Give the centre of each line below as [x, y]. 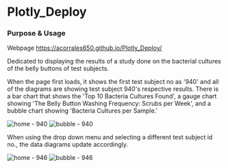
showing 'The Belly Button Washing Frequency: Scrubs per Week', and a [109, 104]
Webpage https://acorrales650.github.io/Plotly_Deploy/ [85, 48]
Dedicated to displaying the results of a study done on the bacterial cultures [114, 61]
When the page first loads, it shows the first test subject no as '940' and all [113, 82]
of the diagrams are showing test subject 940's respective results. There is [113, 89]
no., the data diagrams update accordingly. [68, 145]
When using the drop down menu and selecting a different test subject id [110, 137]
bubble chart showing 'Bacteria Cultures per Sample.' [83, 111]
